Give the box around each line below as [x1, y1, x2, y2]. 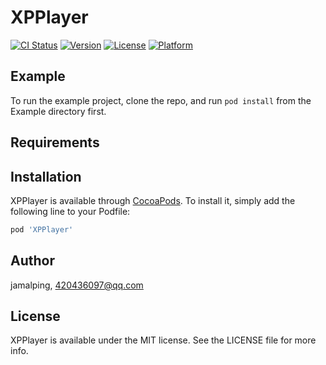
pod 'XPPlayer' [10, 224, 74, 235]
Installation [10, 168, 82, 185]
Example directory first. [10, 105, 107, 117]
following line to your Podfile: [10, 205, 131, 217]
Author [10, 252, 55, 270]
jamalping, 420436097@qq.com [10, 279, 144, 291]
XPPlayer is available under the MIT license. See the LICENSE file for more [10, 334, 317, 346]
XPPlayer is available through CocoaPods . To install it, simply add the [10, 194, 296, 206]
